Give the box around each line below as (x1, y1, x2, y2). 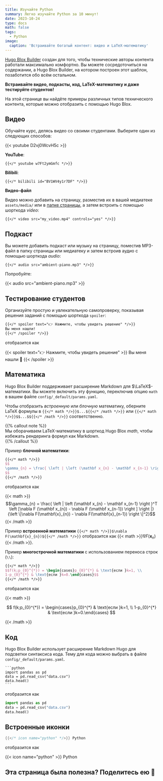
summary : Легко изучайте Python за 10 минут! (5, 12, 98, 16)
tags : (5, 30, 16, 34)
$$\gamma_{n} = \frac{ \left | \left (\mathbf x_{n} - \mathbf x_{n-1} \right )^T (5, 501, 158, 506)
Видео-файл (5, 188, 32, 194)
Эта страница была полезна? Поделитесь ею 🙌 (5, 768, 155, 776)
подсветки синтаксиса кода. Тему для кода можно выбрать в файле (5, 651, 147, 657)
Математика (5, 371, 46, 379)
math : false (5, 25, 29, 30)
